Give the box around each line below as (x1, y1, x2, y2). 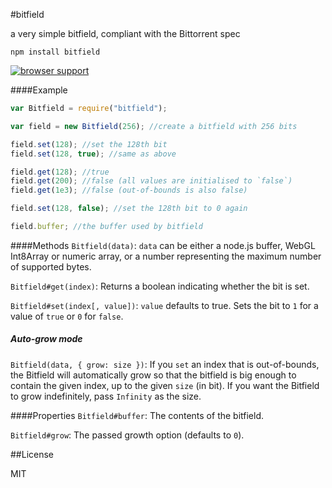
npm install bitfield (10, 47, 101, 57)
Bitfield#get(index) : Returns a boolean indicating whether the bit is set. (10, 280, 310, 292)
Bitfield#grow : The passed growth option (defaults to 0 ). (10, 429, 245, 441)
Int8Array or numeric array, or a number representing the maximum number (10, 250, 322, 262)
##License (10, 448, 55, 460)
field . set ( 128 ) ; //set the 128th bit (10, 139, 168, 149)
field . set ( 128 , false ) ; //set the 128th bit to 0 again (10, 204, 248, 214)
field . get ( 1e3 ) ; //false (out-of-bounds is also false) (10, 185, 248, 196)
